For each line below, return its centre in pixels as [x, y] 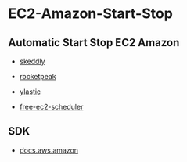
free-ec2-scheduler [51, 107]
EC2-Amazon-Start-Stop [91, 14]
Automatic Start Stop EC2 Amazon [94, 43]
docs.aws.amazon [49, 150]
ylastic [30, 92]
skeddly [32, 61]
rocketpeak [38, 76]
